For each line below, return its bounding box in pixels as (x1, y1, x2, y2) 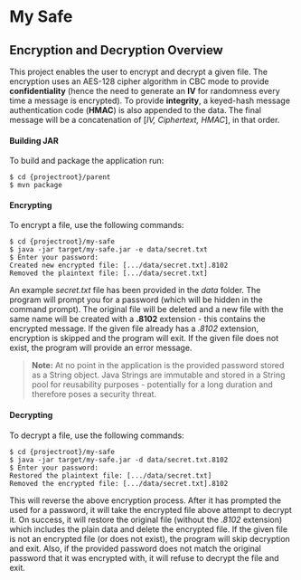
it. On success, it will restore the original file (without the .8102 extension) (9, 514, 283, 525)
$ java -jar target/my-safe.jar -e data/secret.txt (9, 245, 208, 254)
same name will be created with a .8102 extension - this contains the (9, 314, 266, 325)
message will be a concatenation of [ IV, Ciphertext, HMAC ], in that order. (9, 115, 280, 125)
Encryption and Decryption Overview (9, 43, 223, 58)
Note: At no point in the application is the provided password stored (31, 360, 285, 371)
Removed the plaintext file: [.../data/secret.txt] (9, 269, 208, 278)
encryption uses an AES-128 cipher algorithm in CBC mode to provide (9, 76, 269, 87)
